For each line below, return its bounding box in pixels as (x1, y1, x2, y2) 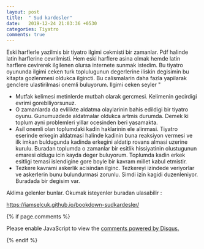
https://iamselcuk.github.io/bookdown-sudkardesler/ (6, 201, 140, 209)
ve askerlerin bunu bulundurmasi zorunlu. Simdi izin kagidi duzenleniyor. (15, 171, 198, 178)
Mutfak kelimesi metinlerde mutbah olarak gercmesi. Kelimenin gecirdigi (15, 93, 197, 100)
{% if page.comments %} (6, 213, 70, 220)
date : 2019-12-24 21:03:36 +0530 (6, 20, 97, 26)
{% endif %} (6, 237, 38, 244)
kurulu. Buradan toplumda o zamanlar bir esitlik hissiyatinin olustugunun (15, 145, 197, 152)
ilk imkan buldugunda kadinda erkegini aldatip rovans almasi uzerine (15, 138, 188, 146)
